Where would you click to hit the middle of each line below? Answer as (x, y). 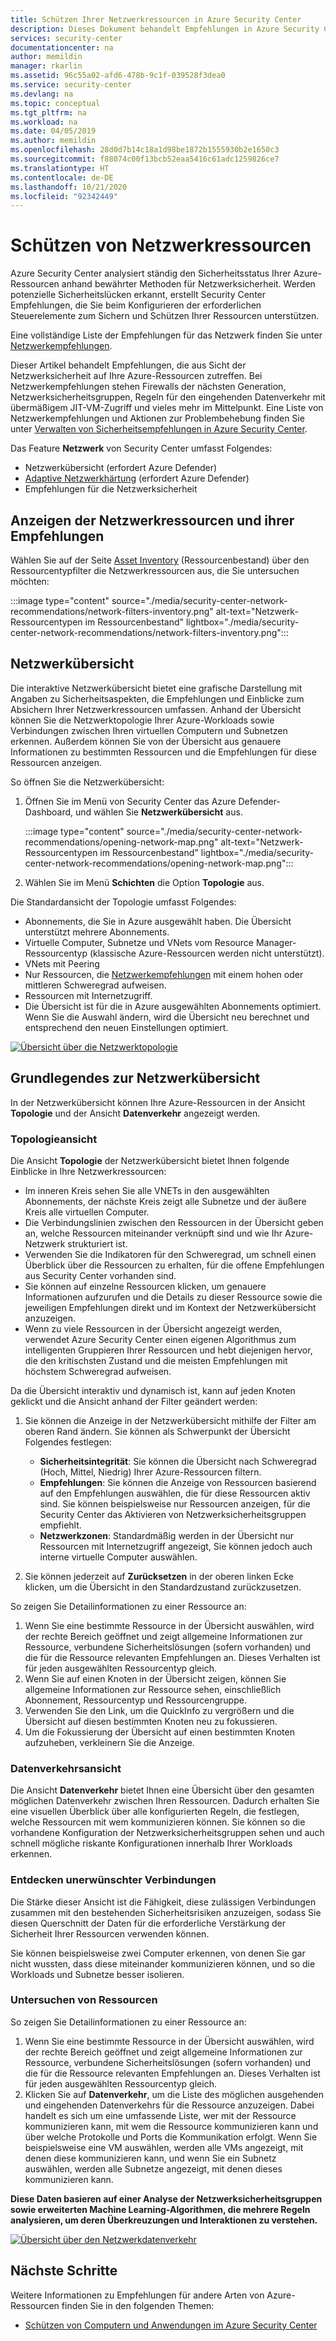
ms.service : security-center (71, 85)
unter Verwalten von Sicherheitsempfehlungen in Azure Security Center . (159, 429)
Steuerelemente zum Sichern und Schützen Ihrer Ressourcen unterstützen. (165, 316)
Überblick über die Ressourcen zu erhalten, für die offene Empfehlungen (174, 1265)
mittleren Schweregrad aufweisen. (95, 985)
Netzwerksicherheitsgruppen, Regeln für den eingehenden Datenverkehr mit (168, 397)
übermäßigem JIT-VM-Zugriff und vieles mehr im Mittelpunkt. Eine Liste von (167, 408)
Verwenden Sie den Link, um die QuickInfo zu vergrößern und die (159, 1710)
